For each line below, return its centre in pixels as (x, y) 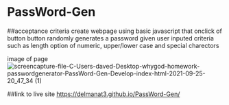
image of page (28, 58)
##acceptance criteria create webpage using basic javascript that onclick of (115, 31)
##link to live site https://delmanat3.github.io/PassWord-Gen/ (94, 94)
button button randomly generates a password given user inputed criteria (111, 38)
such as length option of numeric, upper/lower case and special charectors (113, 45)
